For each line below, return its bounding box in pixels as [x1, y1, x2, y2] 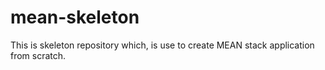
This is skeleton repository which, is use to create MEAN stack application [10, 39, 315, 51]
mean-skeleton [10, 6, 140, 29]
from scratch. [10, 49, 67, 61]
